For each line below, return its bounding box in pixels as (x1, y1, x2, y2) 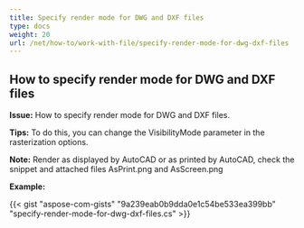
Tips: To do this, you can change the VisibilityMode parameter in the (9, 127, 265, 138)
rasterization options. (9, 137, 89, 148)
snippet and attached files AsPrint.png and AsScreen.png (9, 164, 223, 175)
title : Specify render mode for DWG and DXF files (9, 13, 204, 23)
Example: (9, 181, 46, 192)
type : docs (9, 22, 51, 31)
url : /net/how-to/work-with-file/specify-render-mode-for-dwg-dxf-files (9, 38, 290, 48)
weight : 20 (9, 30, 51, 39)
